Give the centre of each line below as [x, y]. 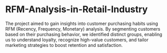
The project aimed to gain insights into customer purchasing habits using [82, 23]
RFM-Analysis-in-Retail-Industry [77, 9]
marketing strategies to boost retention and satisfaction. [64, 45]
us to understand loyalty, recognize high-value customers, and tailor [77, 40]
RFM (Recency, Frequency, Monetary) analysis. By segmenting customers [83, 29]
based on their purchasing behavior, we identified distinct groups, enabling [84, 34]
